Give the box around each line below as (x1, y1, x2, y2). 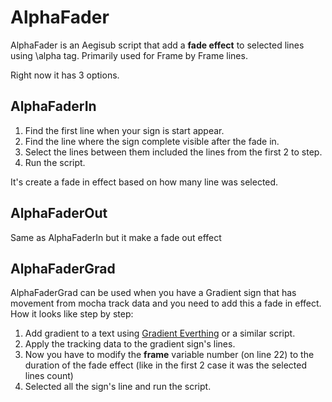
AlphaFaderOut (10, 205, 108, 222)
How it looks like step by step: (10, 308, 134, 320)
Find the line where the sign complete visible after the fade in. (24, 135, 280, 147)
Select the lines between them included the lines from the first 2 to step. (24, 146, 323, 158)
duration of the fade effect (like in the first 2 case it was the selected (24, 359, 307, 371)
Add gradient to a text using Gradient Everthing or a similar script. (24, 327, 296, 340)
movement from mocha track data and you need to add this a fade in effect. (10, 297, 322, 310)
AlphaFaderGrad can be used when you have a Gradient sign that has (10, 287, 297, 299)
